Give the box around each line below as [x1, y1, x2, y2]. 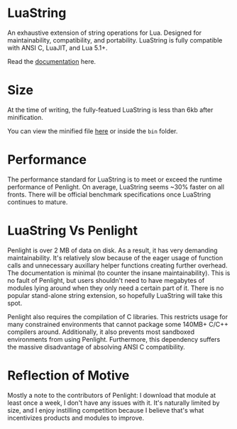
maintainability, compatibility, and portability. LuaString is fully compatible [7, 35, 223, 44]
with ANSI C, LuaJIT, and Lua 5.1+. [7, 43, 108, 52]
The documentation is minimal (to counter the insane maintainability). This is [7, 268, 231, 277]
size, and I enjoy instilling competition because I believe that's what [7, 406, 204, 414]
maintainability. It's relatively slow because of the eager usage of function [7, 253, 224, 262]
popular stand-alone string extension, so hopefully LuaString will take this [7, 291, 223, 299]
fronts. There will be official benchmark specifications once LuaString [7, 190, 211, 199]
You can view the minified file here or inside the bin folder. [7, 126, 178, 135]
